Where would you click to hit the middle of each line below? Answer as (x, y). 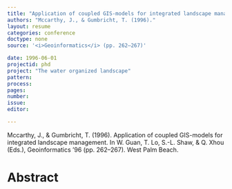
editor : (18, 110)
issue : (17, 103)
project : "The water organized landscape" (69, 71)
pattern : (20, 77)
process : (20, 83)
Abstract (33, 178)
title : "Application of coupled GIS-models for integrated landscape (109, 13)
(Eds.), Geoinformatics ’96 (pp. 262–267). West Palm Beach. (93, 150)
